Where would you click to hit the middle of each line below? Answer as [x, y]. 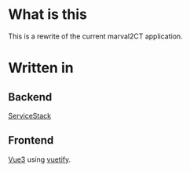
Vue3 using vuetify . [40, 159]
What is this [48, 15]
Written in [41, 68]
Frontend [31, 140]
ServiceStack [30, 115]
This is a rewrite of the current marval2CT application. [95, 36]
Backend [30, 97]
